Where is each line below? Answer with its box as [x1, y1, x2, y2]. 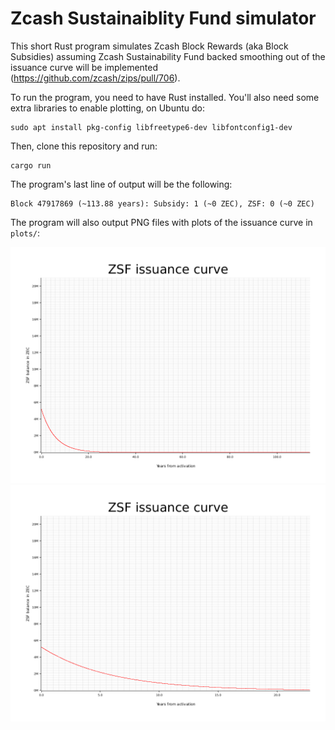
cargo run [10, 160, 52, 171]
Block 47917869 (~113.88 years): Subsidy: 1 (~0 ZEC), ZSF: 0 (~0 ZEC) [10, 198, 315, 209]
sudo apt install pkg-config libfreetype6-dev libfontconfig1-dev [10, 122, 293, 132]
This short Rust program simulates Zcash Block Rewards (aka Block [10, 40, 289, 52]
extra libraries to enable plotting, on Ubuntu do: [10, 102, 205, 114]
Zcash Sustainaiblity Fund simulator [10, 7, 317, 30]
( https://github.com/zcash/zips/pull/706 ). [10, 72, 181, 84]
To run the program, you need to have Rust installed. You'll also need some [10, 91, 320, 103]
